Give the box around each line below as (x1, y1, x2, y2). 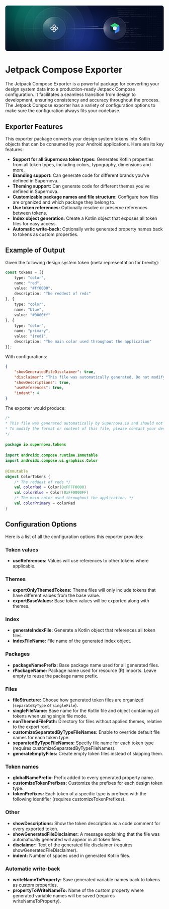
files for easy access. (12, 220, 57, 226)
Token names (5, 763, 39, 770)
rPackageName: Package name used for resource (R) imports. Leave (12, 667, 157, 674)
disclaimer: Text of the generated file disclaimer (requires (12, 842, 133, 848)
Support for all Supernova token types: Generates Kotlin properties (12, 156, 154, 162)
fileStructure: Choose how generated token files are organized (12, 697, 144, 703)
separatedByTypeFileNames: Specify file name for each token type (12, 740, 154, 746)
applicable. (12, 563, 36, 569)
